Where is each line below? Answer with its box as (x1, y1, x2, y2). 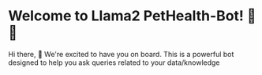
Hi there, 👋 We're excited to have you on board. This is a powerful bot (8, 49, 234, 59)
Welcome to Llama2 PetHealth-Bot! (8, 7, 245, 25)
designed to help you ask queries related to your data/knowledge (8, 58, 220, 67)
